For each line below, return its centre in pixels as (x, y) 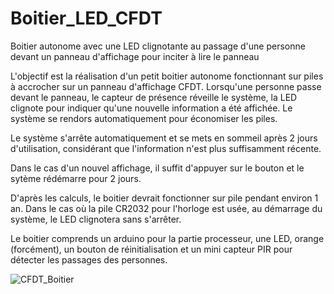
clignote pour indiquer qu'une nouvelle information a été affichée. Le (151, 108)
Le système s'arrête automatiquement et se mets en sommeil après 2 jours (164, 138)
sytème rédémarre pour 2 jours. (76, 178)
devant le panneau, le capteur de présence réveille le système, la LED (154, 97)
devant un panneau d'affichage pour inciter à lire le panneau (135, 56)
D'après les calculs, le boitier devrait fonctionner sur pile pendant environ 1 (164, 198)
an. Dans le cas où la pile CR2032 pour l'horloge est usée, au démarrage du (166, 208)
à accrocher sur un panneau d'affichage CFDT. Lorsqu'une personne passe (166, 86)
